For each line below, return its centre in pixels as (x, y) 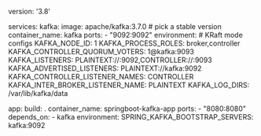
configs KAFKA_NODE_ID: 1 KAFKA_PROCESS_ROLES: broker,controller (124, 43)
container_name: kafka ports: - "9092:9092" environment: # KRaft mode (126, 35)
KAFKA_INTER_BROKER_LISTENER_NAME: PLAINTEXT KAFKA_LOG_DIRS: (129, 85)
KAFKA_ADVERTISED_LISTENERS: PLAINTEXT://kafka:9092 (105, 68)
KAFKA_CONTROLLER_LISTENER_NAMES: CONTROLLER (101, 77)
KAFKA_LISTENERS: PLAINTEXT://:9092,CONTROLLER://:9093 (110, 60)
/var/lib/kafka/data (38, 93)
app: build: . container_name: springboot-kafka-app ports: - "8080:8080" (127, 108)
